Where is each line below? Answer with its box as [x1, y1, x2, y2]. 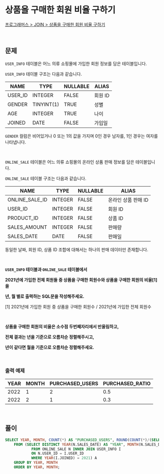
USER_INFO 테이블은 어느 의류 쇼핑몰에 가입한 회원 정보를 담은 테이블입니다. [5, 61, 147, 66]
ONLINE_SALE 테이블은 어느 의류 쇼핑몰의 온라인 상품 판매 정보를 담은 [5, 159, 135, 165]
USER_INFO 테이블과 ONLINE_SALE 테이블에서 [5, 266, 88, 272]
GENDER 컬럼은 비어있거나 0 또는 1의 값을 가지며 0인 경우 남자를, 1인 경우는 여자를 [5, 133, 158, 139]
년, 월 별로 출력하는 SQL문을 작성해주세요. [5, 293, 84, 299]
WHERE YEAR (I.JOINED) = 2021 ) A [31, 455, 97, 461]
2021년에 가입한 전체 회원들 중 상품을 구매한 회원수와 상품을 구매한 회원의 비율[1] [5, 277, 158, 282]
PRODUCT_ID [7, 215, 39, 221]
